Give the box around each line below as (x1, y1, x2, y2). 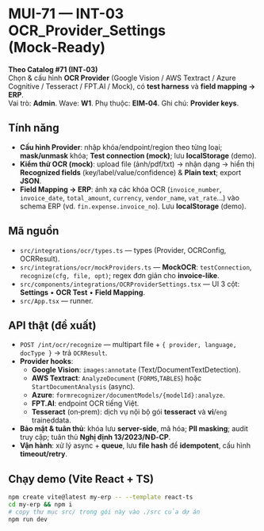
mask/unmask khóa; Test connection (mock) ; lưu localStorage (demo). (19, 151, 257, 160)
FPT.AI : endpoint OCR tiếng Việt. (31, 399, 140, 408)
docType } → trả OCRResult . (19, 348, 108, 357)
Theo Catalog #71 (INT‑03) (8, 64, 98, 74)
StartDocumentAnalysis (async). (31, 382, 136, 392)
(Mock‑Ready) (8, 39, 105, 56)
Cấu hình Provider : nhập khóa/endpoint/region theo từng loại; (19, 142, 223, 151)
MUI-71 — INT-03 (8, 5, 124, 23)
